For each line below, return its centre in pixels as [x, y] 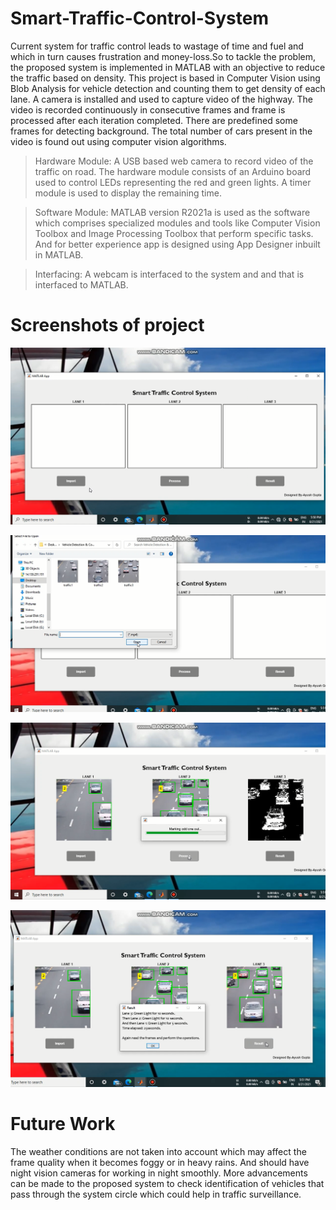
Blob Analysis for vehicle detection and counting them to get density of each [168, 88]
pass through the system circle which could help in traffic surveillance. [156, 1194]
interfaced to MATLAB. [81, 284]
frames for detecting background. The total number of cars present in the [161, 131]
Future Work [63, 1124]
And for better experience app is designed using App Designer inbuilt [177, 244]
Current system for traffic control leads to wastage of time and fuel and [157, 46]
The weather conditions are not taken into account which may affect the [158, 1151]
